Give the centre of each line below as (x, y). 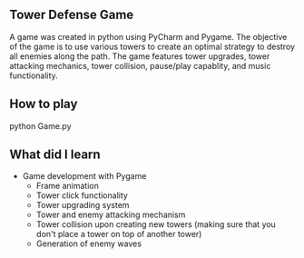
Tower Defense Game (72, 15)
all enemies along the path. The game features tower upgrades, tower (140, 56)
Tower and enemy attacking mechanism (111, 215)
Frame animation (68, 186)
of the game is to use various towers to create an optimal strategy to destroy (152, 46)
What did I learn (55, 155)
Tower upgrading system (83, 205)
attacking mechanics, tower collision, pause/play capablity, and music (140, 65)
